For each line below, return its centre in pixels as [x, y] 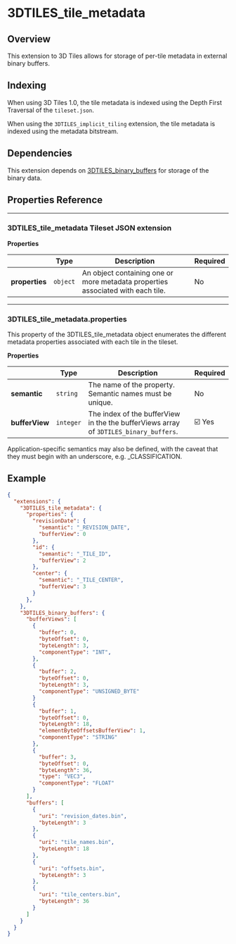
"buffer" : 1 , [58, 711]
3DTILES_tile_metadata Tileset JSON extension [90, 228]
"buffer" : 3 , [58, 757]
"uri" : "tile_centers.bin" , [79, 895]
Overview [29, 39]
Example [27, 478]
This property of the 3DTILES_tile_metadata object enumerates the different [117, 335]
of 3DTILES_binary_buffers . [133, 431]
